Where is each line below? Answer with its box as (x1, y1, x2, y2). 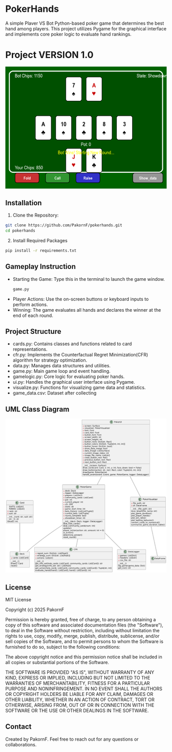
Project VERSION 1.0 (5, 49, 94, 61)
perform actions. (12, 301, 48, 308)
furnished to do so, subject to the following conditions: (5, 643, 120, 650)
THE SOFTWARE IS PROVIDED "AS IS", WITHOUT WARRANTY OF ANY (5, 669, 155, 675)
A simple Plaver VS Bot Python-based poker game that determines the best (5, 20, 164, 26)
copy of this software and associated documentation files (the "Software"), (5, 622, 164, 628)
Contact (5, 722, 32, 731)
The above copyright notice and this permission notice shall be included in (5, 654, 162, 660)
